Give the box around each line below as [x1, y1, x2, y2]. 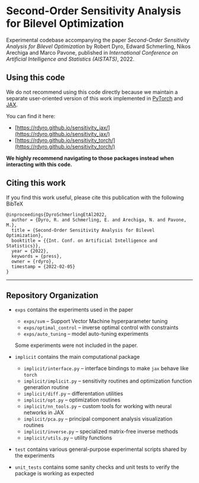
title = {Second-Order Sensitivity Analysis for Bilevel [11, 227, 155, 233]
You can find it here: [6, 112, 56, 119]
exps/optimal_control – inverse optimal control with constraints [23, 324, 179, 331]
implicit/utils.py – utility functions [23, 434, 113, 441]
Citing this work [6, 178, 66, 188]
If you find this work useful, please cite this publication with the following [6, 194, 184, 201]
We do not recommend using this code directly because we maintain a [6, 88, 178, 96]
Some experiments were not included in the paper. [14, 342, 138, 349]
